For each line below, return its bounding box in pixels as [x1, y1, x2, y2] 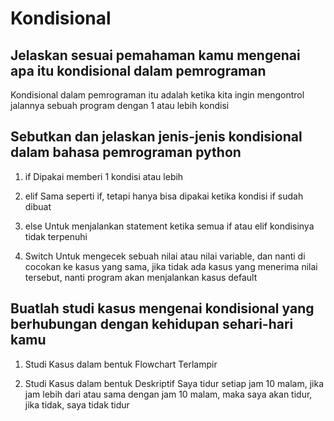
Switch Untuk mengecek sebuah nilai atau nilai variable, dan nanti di [24, 250, 306, 262]
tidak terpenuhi [24, 230, 88, 242]
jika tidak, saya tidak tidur [24, 398, 130, 411]
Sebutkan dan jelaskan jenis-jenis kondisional [10, 128, 303, 146]
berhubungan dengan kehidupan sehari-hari [10, 316, 294, 333]
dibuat [24, 200, 52, 212]
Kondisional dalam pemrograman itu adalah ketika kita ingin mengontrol [10, 89, 305, 101]
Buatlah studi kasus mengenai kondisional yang [10, 300, 315, 317]
